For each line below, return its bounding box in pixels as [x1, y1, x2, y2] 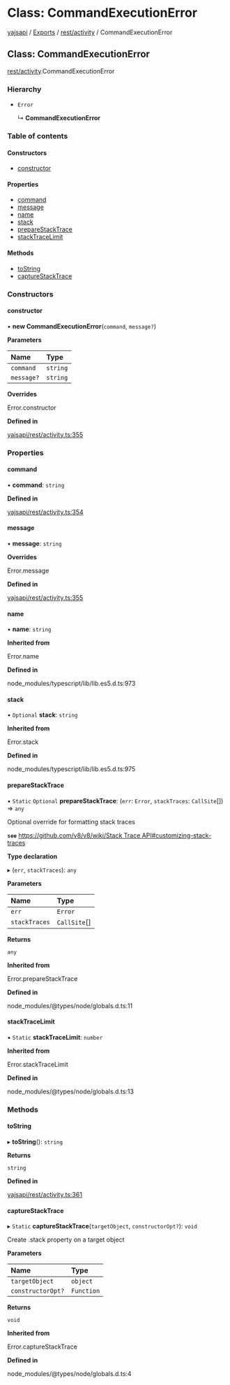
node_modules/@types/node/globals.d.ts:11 [7, 1001, 133, 1010]
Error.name [7, 652, 40, 661]
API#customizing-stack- [141, 831, 212, 840]
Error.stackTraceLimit [7, 1060, 68, 1068]
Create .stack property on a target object [7, 1235, 125, 1244]
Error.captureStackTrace [7, 1342, 78, 1351]
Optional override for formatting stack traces [7, 817, 136, 826]
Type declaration [7, 852, 58, 861]
